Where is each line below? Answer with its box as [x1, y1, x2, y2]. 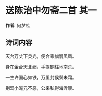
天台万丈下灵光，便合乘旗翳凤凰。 [5, 53, 77, 59]
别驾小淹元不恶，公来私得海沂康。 [5, 85, 77, 91]
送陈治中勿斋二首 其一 [5, 5, 97, 16]
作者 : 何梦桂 [5, 22, 31, 28]
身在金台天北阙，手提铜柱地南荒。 [5, 64, 77, 70]
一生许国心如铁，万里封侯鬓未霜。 [5, 74, 77, 80]
